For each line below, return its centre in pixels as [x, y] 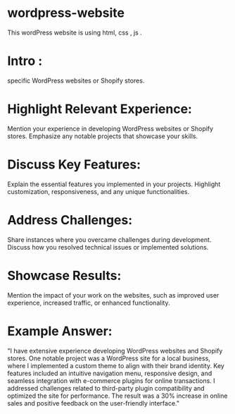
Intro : [25, 61]
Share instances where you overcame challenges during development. [109, 239]
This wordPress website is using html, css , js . [75, 32]
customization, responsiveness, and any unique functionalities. [99, 191]
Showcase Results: [64, 275]
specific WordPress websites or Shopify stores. [76, 80]
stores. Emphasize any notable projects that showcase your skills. [103, 136]
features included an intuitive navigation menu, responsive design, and [110, 373]
